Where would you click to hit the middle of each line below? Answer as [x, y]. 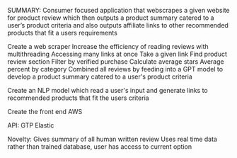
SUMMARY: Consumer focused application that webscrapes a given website [118, 10]
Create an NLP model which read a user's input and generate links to [108, 90]
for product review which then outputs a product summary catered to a [111, 18]
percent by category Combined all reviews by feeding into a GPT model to [115, 69]
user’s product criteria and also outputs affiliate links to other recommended [118, 25]
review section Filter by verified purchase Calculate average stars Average [116, 62]
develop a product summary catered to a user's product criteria [100, 77]
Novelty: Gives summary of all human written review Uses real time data [112, 139]
